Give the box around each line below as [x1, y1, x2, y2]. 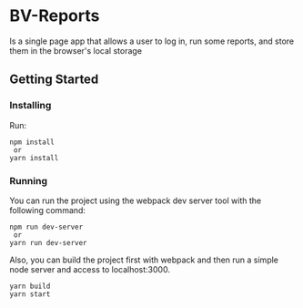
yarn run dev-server [9, 238, 88, 247]
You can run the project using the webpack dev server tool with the [9, 195, 262, 206]
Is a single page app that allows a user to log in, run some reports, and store [9, 36, 295, 46]
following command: [9, 204, 86, 215]
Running [9, 174, 48, 187]
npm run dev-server [9, 222, 84, 231]
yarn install [9, 153, 59, 162]
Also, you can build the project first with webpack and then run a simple [9, 254, 279, 265]
